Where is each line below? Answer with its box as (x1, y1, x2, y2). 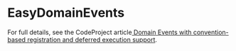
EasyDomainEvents (7, 5, 125, 21)
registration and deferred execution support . (27, 35, 158, 43)
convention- (193, 28, 229, 36)
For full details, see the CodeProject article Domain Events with (7, 28, 192, 36)
